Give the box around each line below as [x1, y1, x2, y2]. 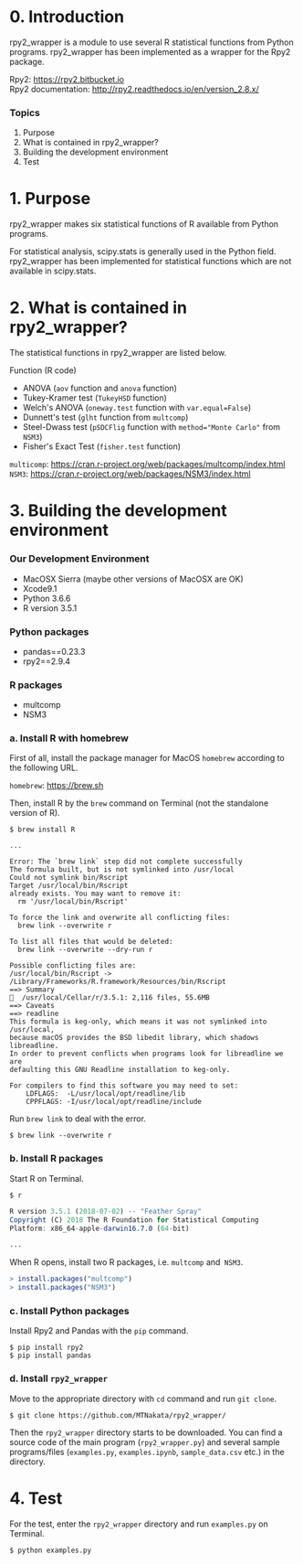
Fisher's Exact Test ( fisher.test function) [22, 441, 181, 452]
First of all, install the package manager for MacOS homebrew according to [9, 753, 285, 764]
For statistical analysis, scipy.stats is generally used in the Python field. [9, 246, 277, 257]
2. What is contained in [9, 297, 188, 318]
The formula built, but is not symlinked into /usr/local [9, 865, 235, 874]
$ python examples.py [9, 1546, 92, 1555]
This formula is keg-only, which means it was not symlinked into [9, 1017, 267, 1026]
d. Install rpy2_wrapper [9, 1372, 108, 1385]
